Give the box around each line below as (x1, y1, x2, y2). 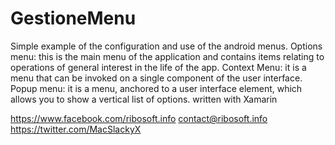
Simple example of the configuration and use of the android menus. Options (10, 40, 323, 52)
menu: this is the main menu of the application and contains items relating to (10, 50, 325, 62)
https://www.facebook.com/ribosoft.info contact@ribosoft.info (10, 112, 268, 124)
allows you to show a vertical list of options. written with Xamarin (10, 93, 278, 105)
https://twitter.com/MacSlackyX (10, 123, 142, 135)
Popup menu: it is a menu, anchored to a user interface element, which (10, 82, 303, 94)
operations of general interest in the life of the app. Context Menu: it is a (10, 61, 307, 73)
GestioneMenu (10, 7, 137, 30)
